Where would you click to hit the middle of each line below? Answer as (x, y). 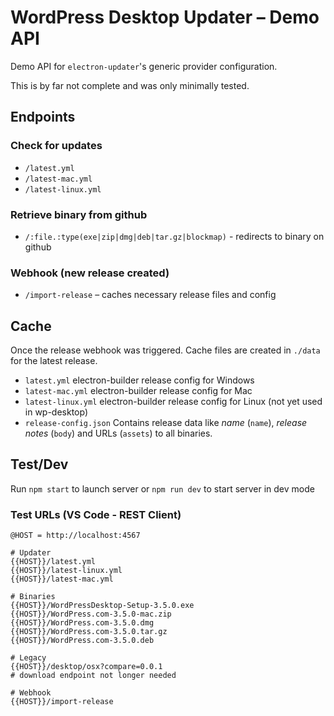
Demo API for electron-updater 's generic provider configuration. (144, 66)
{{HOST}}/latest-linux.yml (66, 571)
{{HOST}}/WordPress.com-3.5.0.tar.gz (89, 632)
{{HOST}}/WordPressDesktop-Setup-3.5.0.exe (102, 606)
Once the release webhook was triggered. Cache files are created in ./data (165, 350)
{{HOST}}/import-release (62, 702)
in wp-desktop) (56, 412)
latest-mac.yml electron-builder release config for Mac (138, 391)
